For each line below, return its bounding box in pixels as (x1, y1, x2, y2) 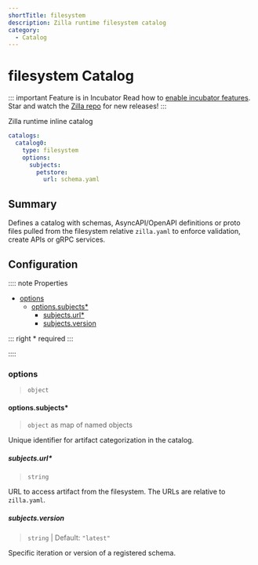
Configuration (8, 257, 78, 271)
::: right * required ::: (8, 334, 74, 343)
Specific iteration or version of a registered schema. (8, 549, 176, 558)
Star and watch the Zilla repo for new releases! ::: (8, 101, 167, 111)
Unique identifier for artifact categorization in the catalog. (8, 436, 194, 445)
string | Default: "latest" (27, 533, 111, 542)
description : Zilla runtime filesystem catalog (8, 19, 167, 27)
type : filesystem (22, 146, 79, 154)
